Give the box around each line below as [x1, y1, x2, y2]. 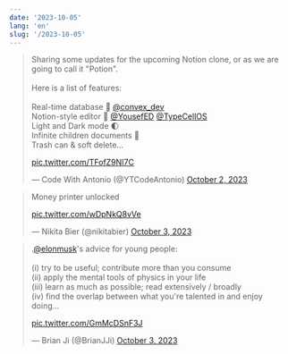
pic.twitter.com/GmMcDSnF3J [30, 318, 143, 329]
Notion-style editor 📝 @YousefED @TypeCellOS [30, 111, 208, 122]
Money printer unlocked [30, 191, 120, 202]
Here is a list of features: [30, 82, 123, 94]
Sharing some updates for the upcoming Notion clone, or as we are [30, 55, 279, 65]
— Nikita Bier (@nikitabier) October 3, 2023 [30, 226, 192, 237]
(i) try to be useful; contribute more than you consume [30, 263, 232, 274]
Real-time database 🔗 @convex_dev [30, 102, 165, 113]
